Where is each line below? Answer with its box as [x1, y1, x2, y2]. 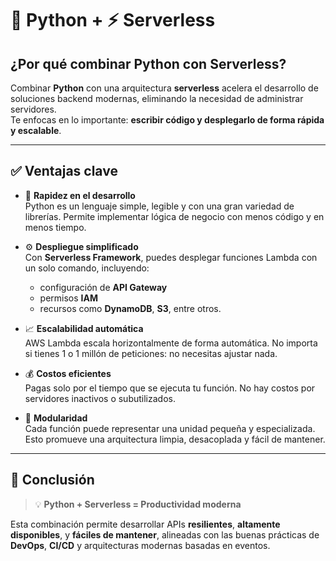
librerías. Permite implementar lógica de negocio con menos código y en [24, 210, 325, 222]
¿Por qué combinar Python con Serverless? [10, 55, 287, 72]
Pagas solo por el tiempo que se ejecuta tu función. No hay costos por [24, 382, 316, 394]
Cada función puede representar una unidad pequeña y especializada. [24, 422, 316, 434]
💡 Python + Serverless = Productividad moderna [34, 498, 242, 510]
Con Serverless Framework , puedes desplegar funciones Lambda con [24, 251, 318, 263]
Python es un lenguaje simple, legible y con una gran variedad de [24, 200, 295, 212]
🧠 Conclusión [10, 472, 95, 489]
